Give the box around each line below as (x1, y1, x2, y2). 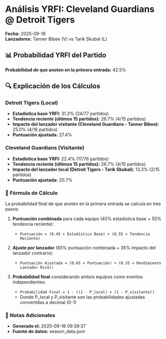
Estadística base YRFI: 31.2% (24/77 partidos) (12, 111, 109, 117)
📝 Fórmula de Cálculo (5, 189, 58, 196)
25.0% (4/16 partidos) (12, 126, 58, 133)
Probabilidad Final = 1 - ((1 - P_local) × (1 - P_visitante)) (19, 290, 155, 295)
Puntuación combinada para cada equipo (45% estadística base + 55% (12, 216, 161, 222)
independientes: (12, 279, 46, 285)
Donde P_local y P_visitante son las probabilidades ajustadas (19, 294, 145, 300)
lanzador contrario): (12, 250, 53, 256)
